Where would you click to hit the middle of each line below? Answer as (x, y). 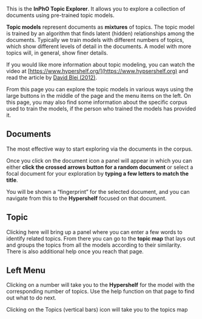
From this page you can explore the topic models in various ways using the (100, 89)
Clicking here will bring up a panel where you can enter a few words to (95, 232)
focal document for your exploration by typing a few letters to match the (98, 173)
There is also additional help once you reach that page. (75, 251)
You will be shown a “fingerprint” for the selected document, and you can (98, 191)
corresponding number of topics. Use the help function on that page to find (100, 292)
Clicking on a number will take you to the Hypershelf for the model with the (101, 285)
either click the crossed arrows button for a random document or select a (100, 167)
